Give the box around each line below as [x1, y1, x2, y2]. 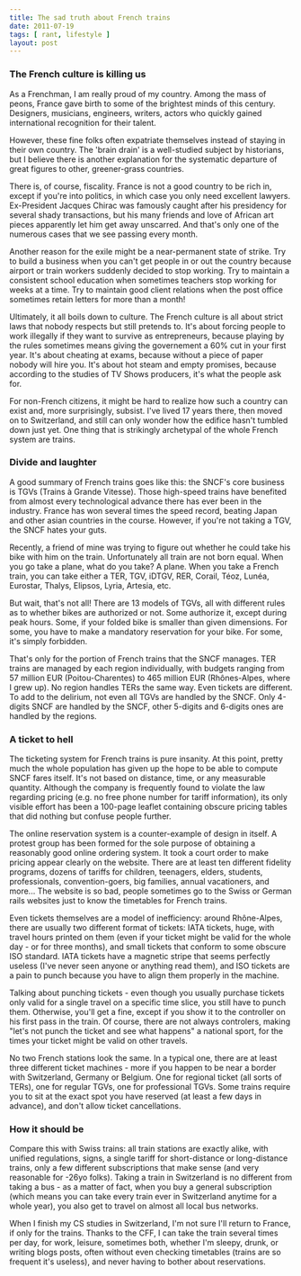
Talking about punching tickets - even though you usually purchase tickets [9, 987, 285, 999]
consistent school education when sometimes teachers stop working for [9, 274, 277, 285]
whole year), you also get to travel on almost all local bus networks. [9, 1200, 259, 1211]
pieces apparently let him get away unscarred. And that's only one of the [9, 219, 279, 229]
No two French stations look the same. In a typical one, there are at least [9, 1053, 278, 1064]
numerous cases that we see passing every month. [9, 229, 199, 239]
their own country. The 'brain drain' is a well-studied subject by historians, [9, 144, 285, 155]
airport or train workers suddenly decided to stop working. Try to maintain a [9, 265, 290, 275]
